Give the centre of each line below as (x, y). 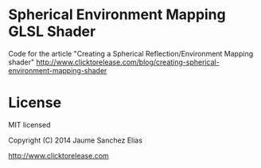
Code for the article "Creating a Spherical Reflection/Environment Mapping (131, 53)
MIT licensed (29, 124)
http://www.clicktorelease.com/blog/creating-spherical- (128, 62)
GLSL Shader (52, 31)
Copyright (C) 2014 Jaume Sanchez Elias (76, 140)
